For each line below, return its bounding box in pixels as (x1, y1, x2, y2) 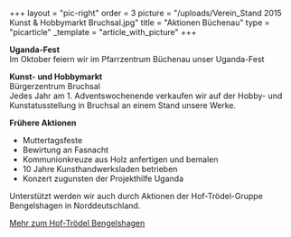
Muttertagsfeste (22, 135, 83, 145)
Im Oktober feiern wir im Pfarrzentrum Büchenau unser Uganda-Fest (9, 54, 265, 64)
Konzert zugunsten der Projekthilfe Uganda (22, 173, 183, 184)
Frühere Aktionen (9, 117, 77, 128)
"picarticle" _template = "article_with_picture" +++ (9, 27, 197, 37)
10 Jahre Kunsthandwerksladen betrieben (22, 164, 178, 174)
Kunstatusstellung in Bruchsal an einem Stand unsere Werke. (9, 100, 237, 111)
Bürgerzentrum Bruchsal (9, 81, 101, 91)
